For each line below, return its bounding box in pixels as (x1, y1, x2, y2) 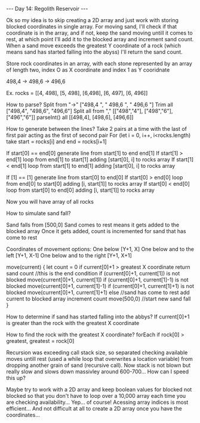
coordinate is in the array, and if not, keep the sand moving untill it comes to (6, 29, 193, 36)
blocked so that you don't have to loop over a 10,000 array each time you (6, 393, 186, 399)
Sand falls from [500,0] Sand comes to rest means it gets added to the (6, 221, 180, 228)
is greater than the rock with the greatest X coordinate (6, 320, 140, 326)
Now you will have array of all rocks (6, 198, 94, 205)
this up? (6, 375, 26, 381)
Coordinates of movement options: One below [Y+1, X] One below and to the (6, 246, 194, 253)
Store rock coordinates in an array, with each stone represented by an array (6, 60, 192, 67)
